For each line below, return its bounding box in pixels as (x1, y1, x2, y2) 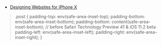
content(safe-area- (111, 19, 151, 24)
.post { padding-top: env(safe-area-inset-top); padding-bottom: (14, 14, 145, 19)
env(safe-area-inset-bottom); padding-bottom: (14, 19, 111, 24)
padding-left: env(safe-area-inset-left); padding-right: (14, 29, 125, 35)
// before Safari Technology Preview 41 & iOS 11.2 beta (45, 24, 156, 30)
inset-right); (14, 34, 40, 40)
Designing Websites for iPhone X (9, 4, 77, 10)
